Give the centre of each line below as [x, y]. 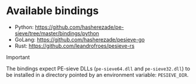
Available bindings [53, 11]
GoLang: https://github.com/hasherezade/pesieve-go [80, 39]
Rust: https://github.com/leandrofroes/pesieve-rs [74, 46]
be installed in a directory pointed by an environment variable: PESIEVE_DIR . [97, 75]
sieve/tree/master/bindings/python [57, 33]
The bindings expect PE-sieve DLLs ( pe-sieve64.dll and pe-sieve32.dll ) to [98, 68]
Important [18, 57]
